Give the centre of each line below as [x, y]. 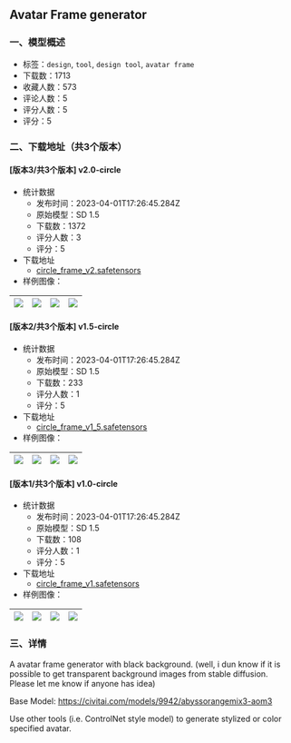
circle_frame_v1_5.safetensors [92, 427]
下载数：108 [58, 540]
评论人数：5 [45, 98]
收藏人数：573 [49, 86]
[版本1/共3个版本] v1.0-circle [63, 483]
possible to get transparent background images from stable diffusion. [139, 674]
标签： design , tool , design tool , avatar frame [108, 64]
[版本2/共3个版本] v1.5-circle [64, 327]
